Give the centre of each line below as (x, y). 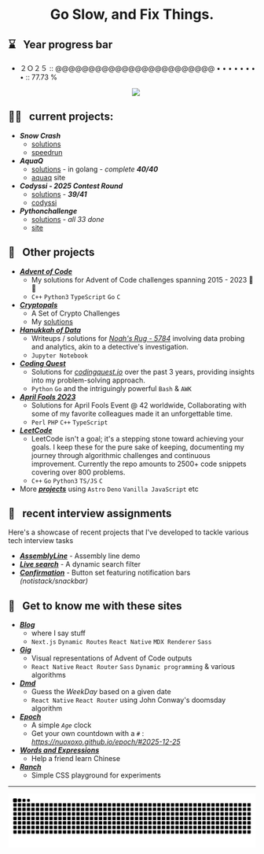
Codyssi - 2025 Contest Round (71, 186)
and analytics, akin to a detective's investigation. (110, 346)
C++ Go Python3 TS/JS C (67, 481)
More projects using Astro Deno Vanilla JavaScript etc (109, 489)
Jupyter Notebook (60, 356)
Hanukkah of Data (50, 330)
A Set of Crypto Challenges (75, 313)
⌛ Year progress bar (60, 44)
